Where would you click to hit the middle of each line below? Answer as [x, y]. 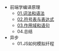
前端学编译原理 [25, 7]
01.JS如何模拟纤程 [36, 43]
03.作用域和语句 [33, 25]
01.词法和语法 [31, 13]
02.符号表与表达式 [35, 19]
